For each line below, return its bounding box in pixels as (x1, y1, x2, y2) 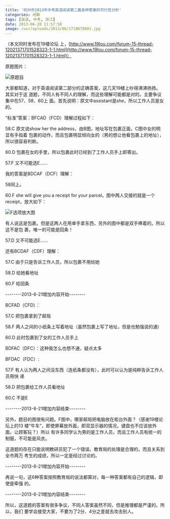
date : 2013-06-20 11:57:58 (5, 21, 62, 27)
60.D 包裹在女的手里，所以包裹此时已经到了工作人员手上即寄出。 (5, 149, 141, 155)
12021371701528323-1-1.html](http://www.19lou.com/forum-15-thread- (5, 47, 152, 53)
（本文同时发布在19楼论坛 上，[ (5, 41, 71, 47)
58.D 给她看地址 (5, 270, 39, 276)
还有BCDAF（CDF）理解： (5, 248, 61, 254)
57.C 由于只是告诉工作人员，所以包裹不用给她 (5, 259, 100, 265)
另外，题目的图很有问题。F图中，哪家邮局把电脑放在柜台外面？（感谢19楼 (5, 416, 159, 423)
